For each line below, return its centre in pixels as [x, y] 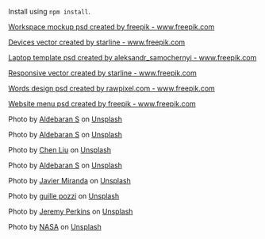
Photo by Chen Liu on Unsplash [60, 150]
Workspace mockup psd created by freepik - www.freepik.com [111, 27]
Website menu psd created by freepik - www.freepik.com [102, 104]
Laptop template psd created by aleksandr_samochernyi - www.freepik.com [132, 58]
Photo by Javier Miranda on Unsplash [69, 181]
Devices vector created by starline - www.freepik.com [97, 42]
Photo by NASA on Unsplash [55, 227]
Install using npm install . [50, 12]
